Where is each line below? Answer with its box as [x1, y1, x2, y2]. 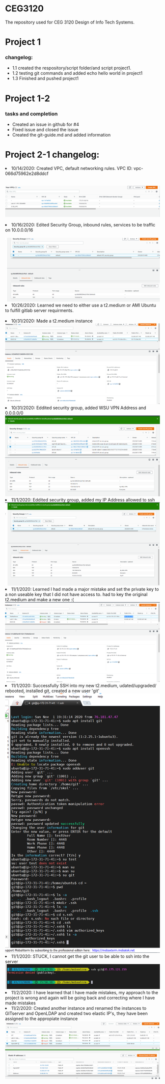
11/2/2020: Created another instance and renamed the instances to [11, 1005, 146, 1011]
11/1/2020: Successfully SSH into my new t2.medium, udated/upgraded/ [11, 682, 157, 688]
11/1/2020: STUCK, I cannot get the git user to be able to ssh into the [11, 953, 150, 959]
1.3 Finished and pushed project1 [12, 76, 79, 82]
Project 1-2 [5, 93, 50, 104]
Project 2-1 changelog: [5, 149, 100, 160]
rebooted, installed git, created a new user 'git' [5, 688, 100, 694]
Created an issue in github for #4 [12, 121, 80, 127]
